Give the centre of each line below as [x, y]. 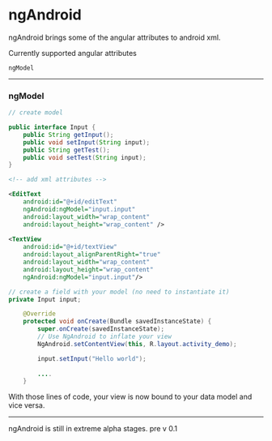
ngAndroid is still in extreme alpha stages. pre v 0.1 [93, 429]
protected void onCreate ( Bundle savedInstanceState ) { [117, 322]
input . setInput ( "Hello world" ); [92, 358]
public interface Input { [52, 127]
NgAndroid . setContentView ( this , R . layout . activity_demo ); [137, 344]
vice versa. [27, 405]
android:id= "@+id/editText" [70, 202]
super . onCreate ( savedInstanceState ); [101, 329]
